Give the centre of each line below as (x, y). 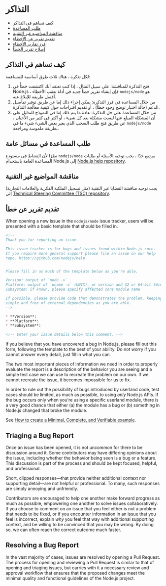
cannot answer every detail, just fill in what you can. (58, 355)
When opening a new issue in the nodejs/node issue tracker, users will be (80, 221)
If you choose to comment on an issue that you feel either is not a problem (81, 509)
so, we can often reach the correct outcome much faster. (64, 530)
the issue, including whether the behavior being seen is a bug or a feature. (81, 458)
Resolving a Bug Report (42, 545)
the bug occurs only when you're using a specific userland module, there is (82, 400)
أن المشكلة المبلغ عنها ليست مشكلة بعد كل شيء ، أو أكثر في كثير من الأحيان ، (84, 118)
